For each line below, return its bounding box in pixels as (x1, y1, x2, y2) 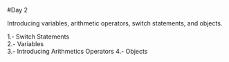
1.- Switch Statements (7, 32, 70, 41)
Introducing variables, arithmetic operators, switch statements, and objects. (7, 19, 223, 27)
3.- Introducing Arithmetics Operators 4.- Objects (7, 48, 148, 55)
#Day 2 (7, 6, 28, 14)
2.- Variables (7, 40, 44, 48)
